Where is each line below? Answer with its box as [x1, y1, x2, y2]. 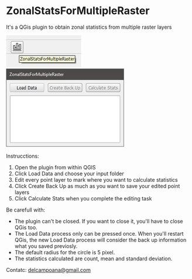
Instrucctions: [6, 152, 39, 159]
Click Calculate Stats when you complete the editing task [14, 195, 152, 202]
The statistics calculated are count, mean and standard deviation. [14, 255, 173, 262]
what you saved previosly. [14, 242, 78, 250]
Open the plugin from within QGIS [14, 164, 96, 171]
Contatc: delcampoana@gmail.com [6, 266, 91, 273]
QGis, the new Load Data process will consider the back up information [14, 236, 187, 243]
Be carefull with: [6, 206, 46, 213]
